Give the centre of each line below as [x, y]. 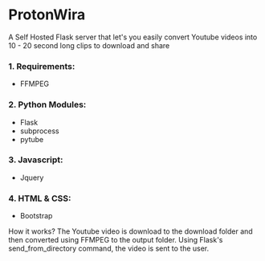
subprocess [39, 131]
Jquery [32, 177]
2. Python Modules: [47, 104]
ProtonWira [47, 15]
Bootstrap [36, 216]
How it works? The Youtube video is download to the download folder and [130, 231]
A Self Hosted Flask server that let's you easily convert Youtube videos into [133, 37]
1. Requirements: [42, 66]
